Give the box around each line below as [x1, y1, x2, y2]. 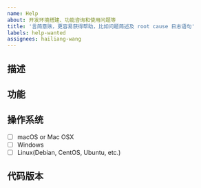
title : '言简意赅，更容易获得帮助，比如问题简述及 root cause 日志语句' [7, 23, 195, 30]
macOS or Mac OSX [17, 132, 74, 141]
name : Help [7, 10, 39, 17]
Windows [17, 140, 44, 149]
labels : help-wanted [7, 29, 67, 36]
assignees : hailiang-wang [7, 36, 81, 43]
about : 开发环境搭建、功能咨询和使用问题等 [7, 17, 116, 23]
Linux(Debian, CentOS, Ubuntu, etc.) [17, 148, 121, 156]
